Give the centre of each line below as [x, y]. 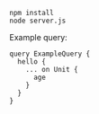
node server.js [38, 21]
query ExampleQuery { [50, 54]
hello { [32, 62]
